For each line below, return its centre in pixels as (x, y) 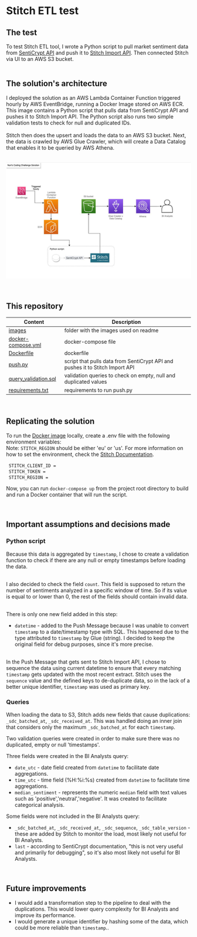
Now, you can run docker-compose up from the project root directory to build (97, 488)
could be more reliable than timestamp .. (62, 928)
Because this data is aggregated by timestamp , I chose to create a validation (98, 554)
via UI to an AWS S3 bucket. (40, 59)
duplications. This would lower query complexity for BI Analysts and (96, 909)
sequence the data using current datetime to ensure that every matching (94, 668)
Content (34, 322)
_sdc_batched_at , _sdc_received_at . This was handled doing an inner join (94, 720)
